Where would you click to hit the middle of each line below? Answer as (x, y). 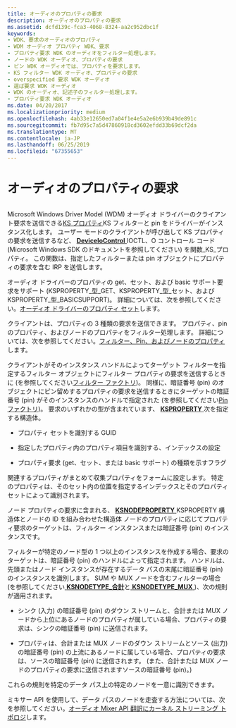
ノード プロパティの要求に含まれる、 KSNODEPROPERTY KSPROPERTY (112, 510)
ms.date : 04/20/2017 (38, 106)
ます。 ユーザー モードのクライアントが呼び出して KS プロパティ (131, 232)
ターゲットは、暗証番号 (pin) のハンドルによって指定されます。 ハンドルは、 (118, 560)
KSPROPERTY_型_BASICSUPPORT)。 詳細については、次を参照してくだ (112, 300)
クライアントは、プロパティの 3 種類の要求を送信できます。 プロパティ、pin (117, 323)
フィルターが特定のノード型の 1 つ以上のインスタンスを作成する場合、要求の (118, 551)
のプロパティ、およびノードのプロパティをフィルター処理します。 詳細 (109, 332)
